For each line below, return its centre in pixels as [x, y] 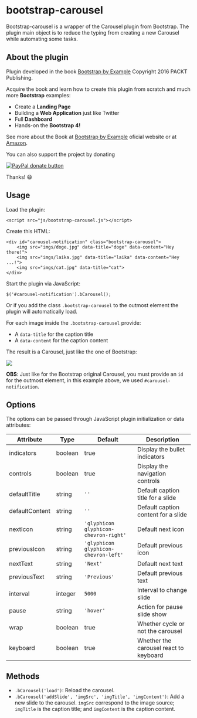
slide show [152, 614]
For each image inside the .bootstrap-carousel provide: [74, 322]
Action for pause [160, 607]
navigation [151, 474]
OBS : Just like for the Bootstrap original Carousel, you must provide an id [95, 374]
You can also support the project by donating [61, 154]
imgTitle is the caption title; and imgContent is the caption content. [95, 709]
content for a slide [162, 515]
